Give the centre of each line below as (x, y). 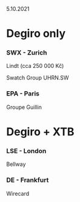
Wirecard (18, 193)
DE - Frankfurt (28, 180)
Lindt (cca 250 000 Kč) (35, 66)
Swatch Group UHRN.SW (38, 78)
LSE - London (26, 151)
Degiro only (36, 34)
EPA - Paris (23, 94)
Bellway (16, 164)
